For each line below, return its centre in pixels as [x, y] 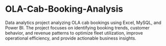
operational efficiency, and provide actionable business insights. [71, 38]
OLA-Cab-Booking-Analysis [64, 9]
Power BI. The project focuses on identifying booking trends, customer [77, 27]
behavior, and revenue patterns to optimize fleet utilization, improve [74, 33]
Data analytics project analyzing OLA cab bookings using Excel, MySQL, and [83, 23]
